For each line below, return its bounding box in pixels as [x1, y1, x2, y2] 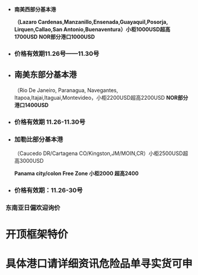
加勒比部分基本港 [14, 135, 63, 143]
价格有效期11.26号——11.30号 [14, 49, 100, 58]
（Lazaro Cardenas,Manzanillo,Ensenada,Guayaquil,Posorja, [14, 18, 168, 26]
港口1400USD [14, 101, 49, 109]
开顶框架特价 [5, 227, 69, 241]
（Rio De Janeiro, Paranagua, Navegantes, [14, 86, 119, 94]
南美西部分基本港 [14, 6, 56, 12]
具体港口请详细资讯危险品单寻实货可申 [5, 257, 193, 271]
